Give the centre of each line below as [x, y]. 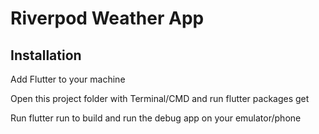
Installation [46, 55]
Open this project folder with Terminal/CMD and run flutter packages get [160, 98]
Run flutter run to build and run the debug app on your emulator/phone [156, 118]
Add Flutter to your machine [68, 79]
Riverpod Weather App [107, 18]
